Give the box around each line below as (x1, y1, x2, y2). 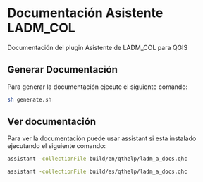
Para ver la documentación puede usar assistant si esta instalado (7, 134, 197, 142)
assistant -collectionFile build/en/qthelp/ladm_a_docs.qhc (7, 155, 188, 163)
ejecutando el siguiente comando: (7, 142, 106, 150)
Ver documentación (7, 116, 97, 128)
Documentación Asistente (7, 5, 164, 21)
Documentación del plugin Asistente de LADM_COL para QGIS (7, 43, 188, 51)
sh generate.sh (7, 96, 52, 103)
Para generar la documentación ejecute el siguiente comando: (7, 83, 188, 91)
